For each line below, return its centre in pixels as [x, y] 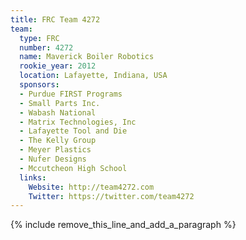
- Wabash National [58, 112]
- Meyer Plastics [55, 150]
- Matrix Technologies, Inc [78, 122]
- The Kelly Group [58, 141]
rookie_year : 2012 [58, 66]
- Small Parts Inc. [60, 103]
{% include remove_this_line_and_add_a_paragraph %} [123, 225]
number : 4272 [46, 47]
